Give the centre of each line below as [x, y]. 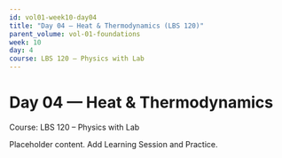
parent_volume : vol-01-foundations [75, 34]
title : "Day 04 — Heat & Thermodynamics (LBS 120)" [106, 26]
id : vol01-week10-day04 [53, 17]
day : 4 [21, 51]
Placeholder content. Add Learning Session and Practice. [114, 144]
